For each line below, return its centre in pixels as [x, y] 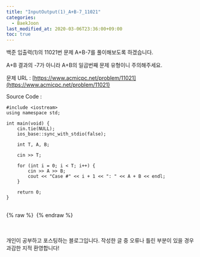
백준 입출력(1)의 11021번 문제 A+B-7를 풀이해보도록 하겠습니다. [80, 53]
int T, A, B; [33, 145]
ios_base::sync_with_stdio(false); [62, 134]
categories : [21, 18]
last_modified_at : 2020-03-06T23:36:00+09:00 [64, 29]
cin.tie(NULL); [36, 129]
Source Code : [24, 97]
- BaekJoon [25, 23]
